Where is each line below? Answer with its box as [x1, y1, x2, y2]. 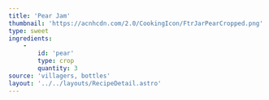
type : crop [37, 57, 75, 65]
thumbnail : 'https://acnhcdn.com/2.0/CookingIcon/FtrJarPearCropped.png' [8, 19, 264, 27]
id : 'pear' [37, 49, 75, 57]
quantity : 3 [37, 65, 79, 73]
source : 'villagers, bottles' [8, 72, 111, 80]
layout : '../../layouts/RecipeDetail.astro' [8, 79, 162, 87]
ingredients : [8, 34, 53, 43]
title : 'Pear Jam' [8, 11, 71, 20]
